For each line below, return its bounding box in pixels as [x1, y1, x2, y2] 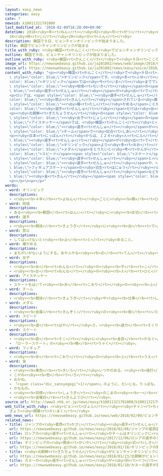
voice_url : [5, 66, 27, 71]
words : [5, 183, 18, 188]
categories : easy [5, 12, 40, 16]
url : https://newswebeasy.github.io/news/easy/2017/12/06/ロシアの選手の [9, 436, 157, 441]
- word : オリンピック [5, 187, 45, 192]
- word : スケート [5, 328, 37, 332]
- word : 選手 [5, 214, 30, 220]
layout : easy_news [5, 7, 42, 12]
